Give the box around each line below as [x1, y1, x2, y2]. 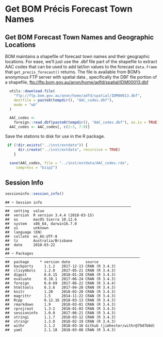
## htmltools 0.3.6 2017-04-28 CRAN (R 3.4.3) [5, 285, 116, 290]
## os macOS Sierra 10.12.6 [5, 217, 77, 222]
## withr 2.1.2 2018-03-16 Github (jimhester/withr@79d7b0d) [5, 323, 155, 328]
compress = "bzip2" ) [16, 165, 57, 170]
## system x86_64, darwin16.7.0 [5, 221, 77, 226]
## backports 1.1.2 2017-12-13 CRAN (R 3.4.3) [5, 264, 116, 269]
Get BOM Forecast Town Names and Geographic [5, 33, 154, 41]
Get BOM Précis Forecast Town [5, 3, 132, 15]
